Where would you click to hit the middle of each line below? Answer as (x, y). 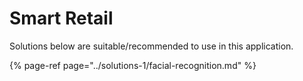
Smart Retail (61, 18)
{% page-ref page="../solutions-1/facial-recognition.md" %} (133, 65)
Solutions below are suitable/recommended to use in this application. (151, 46)
